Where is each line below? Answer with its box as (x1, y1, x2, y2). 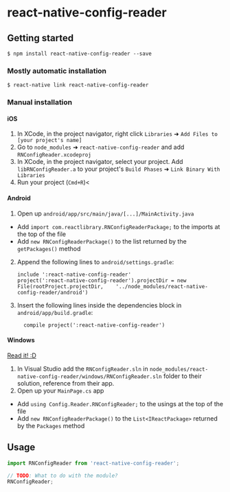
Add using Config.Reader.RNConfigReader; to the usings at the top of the (16, 399, 224, 408)
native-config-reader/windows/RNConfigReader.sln (16, 373, 163, 380)
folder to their (163, 372, 203, 380)
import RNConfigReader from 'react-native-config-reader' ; (7, 460, 180, 467)
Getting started (7, 32, 74, 44)
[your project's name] (16, 137, 82, 144)
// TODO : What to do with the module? (7, 472, 118, 479)
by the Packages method (16, 421, 85, 430)
